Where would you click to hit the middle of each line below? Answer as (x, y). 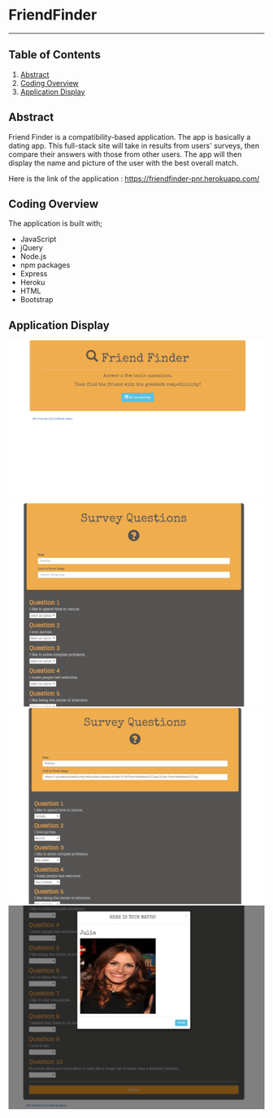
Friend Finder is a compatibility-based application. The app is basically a (130, 136)
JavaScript (38, 239)
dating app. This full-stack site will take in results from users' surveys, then (134, 145)
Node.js (33, 257)
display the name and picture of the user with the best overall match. (123, 162)
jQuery (31, 248)
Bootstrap (37, 300)
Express (34, 274)
